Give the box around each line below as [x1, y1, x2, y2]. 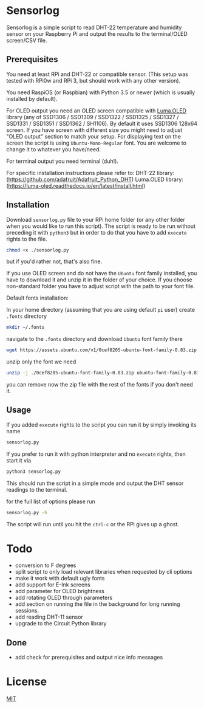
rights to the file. [6, 235, 47, 242]
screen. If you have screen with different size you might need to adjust [6, 126, 183, 134]
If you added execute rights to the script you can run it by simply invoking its [6, 421, 197, 428]
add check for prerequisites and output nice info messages [15, 654, 163, 661]
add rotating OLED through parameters [15, 594, 113, 602]
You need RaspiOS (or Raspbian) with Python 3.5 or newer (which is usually [6, 89, 195, 96]
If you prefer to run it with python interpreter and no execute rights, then [6, 450, 186, 458]
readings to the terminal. [6, 486, 68, 493]
